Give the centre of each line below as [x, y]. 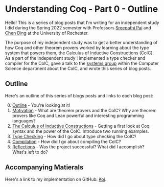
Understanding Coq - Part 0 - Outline [82, 9]
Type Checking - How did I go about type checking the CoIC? [74, 136]
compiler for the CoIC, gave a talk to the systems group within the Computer [82, 63]
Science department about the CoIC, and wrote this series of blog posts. [78, 68]
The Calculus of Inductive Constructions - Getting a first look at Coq [81, 126]
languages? [24, 120]
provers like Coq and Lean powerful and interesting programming [78, 116]
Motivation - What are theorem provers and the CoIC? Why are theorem [84, 110]
